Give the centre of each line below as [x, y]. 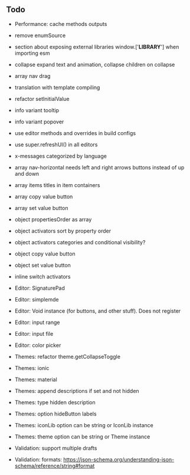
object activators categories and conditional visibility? [80, 242]
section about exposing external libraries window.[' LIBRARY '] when [97, 47]
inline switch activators [42, 276]
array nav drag [32, 76]
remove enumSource [40, 35]
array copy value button [44, 196]
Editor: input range [37, 322]
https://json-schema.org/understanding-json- [119, 459]
